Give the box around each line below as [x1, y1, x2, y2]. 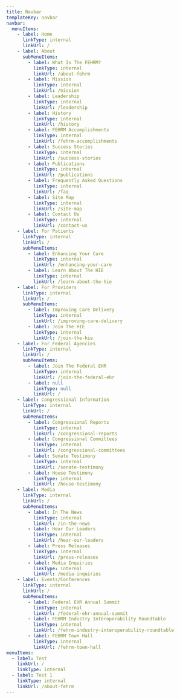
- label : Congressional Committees [28, 436, 118, 442]
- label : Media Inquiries [28, 560, 94, 566]
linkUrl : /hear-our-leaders [33, 538, 104, 544]
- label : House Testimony [28, 470, 94, 476]
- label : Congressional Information [17, 397, 110, 403]
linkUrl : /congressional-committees [33, 447, 126, 454]
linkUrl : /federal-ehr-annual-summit [33, 610, 129, 617]
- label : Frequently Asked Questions [28, 178, 123, 184]
